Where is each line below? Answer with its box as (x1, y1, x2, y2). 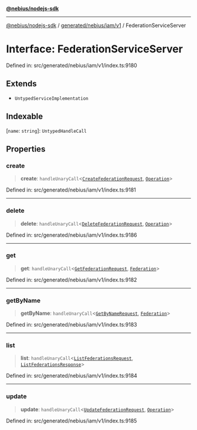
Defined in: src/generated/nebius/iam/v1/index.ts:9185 (6, 417, 137, 424)
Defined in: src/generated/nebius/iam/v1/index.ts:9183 (6, 321, 138, 328)
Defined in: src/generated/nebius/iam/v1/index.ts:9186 (6, 231, 138, 238)
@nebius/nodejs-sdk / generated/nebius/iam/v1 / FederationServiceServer (6, 22, 186, 29)
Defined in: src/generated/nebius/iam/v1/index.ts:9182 (6, 276, 137, 283)
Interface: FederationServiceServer (6, 42, 183, 56)
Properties (6, 144, 46, 154)
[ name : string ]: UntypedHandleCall (6, 127, 87, 134)
